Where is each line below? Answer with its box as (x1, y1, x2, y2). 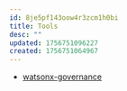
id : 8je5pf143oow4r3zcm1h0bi (9, 13, 119, 23)
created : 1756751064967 (9, 47, 99, 56)
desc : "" (9, 30, 42, 39)
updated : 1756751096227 (9, 38, 99, 48)
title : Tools (9, 22, 59, 31)
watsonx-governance (22, 71, 102, 82)
